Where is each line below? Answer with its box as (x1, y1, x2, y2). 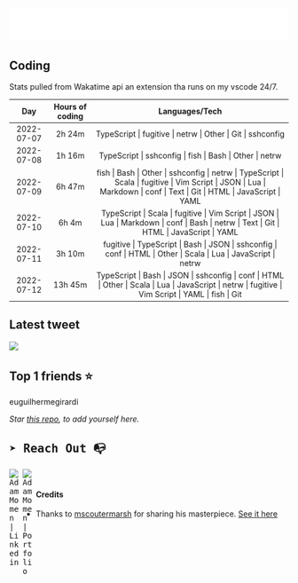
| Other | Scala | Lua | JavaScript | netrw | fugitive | (98, 280, 283, 290)
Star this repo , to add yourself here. (9, 414, 140, 424)
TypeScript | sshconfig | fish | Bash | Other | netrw (98, 150, 282, 161)
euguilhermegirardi (9, 397, 79, 407)
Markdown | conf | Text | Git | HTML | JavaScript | (99, 185, 281, 197)
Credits (35, 489, 64, 500)
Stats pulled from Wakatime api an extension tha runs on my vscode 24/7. (9, 82, 278, 92)
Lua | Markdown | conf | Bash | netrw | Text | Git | (100, 217, 280, 228)
